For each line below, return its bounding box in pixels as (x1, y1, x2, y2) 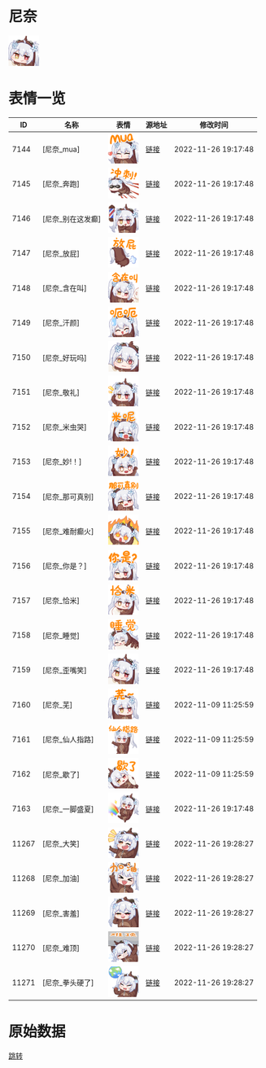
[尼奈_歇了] (41, 769, 80, 779)
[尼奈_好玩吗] (41, 352, 87, 362)
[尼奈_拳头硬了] (41, 978, 94, 987)
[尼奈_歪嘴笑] (41, 665, 87, 675)
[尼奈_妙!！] (41, 457, 82, 466)
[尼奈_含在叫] (41, 283, 87, 293)
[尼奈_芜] (41, 700, 73, 710)
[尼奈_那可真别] (41, 492, 94, 501)
